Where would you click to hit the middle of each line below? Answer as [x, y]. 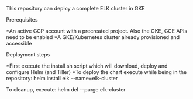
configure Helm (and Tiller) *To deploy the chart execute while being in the [96, 72]
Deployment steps [28, 54]
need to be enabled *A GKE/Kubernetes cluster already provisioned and [93, 37]
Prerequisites [22, 20]
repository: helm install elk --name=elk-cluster [62, 78]
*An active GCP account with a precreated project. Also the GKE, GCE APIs [97, 31]
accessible [19, 43]
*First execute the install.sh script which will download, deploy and [87, 66]
